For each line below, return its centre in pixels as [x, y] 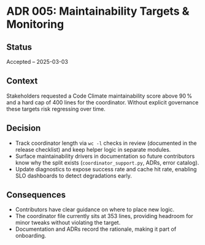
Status [19, 47]
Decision [24, 128]
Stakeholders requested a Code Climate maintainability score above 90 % [99, 96]
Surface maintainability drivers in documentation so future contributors [105, 156]
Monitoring [35, 24]
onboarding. [31, 236]
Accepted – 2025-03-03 [37, 62]
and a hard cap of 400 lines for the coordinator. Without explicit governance [102, 102]
